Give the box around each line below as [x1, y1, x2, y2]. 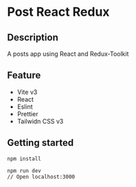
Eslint [16, 102, 33, 111]
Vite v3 [16, 87, 38, 96]
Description [7, 32, 58, 43]
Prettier [16, 109, 38, 118]
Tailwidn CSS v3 [16, 117, 64, 125]
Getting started [7, 137, 74, 148]
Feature [7, 69, 41, 81]
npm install [7, 155, 41, 162]
